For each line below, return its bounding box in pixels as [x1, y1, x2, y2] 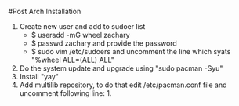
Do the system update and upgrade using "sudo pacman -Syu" [19, 64, 223, 73]
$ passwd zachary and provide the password [31, 38, 178, 48]
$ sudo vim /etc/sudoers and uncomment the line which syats [31, 47, 231, 56]
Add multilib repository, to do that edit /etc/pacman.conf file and [19, 80, 227, 90]
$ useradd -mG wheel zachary [31, 31, 131, 39]
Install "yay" [19, 72, 59, 81]
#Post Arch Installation [8, 7, 81, 16]
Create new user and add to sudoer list [19, 22, 146, 31]
